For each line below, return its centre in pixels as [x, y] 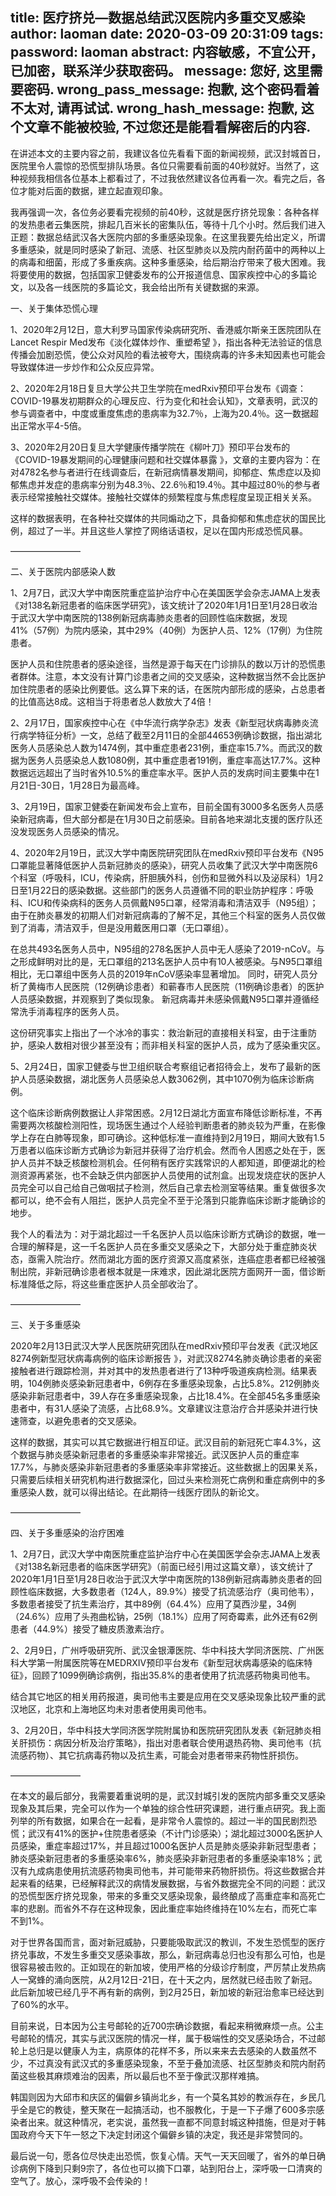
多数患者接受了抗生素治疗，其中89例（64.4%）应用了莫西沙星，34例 [153, 1604]
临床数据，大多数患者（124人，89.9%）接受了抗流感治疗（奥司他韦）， [173, 1591]
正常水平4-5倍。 [52, 425]
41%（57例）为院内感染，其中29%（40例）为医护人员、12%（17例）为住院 [166, 630]
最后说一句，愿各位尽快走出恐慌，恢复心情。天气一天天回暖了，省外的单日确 [168, 2155]
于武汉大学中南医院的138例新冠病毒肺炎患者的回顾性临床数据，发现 [149, 617]
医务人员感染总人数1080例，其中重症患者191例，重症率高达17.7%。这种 [174, 760]
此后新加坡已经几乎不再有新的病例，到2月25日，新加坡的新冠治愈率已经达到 [167, 1992]
